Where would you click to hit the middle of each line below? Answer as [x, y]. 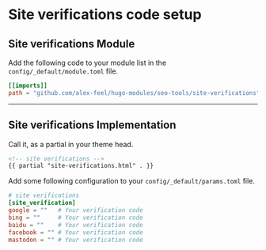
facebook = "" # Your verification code [76, 232]
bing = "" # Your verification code [76, 218]
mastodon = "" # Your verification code [76, 240]
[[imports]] [28, 85]
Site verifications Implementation [92, 125]
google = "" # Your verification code [76, 210]
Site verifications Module [72, 44]
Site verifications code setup [105, 15]
